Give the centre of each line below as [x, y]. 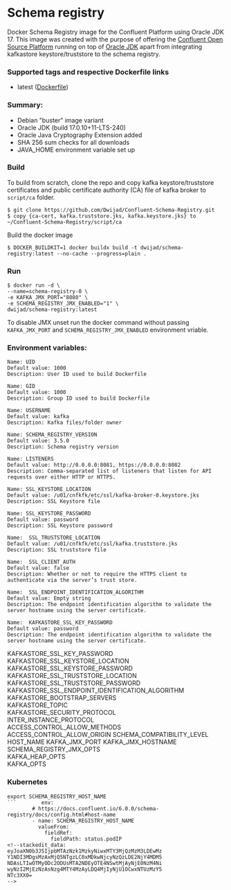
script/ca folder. [31, 197]
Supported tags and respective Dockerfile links [88, 72]
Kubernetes [27, 782]
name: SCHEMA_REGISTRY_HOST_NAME [86, 821]
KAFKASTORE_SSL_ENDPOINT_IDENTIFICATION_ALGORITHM [96, 691]
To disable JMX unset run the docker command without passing [98, 323]
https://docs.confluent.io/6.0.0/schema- [98, 808]
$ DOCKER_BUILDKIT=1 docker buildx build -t [72, 247]
